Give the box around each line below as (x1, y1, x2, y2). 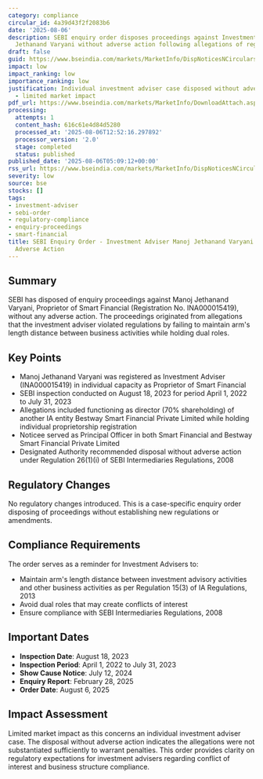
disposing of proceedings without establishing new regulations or (8, 507, 219, 517)
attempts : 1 (15, 114, 55, 122)
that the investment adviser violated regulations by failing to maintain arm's (8, 320, 250, 330)
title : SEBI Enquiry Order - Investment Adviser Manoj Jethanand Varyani (8, 238, 254, 246)
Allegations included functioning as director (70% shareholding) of (19, 405, 235, 415)
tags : (8, 194, 26, 202)
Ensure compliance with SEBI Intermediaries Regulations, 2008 (19, 608, 223, 617)
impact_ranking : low (8, 70, 76, 78)
